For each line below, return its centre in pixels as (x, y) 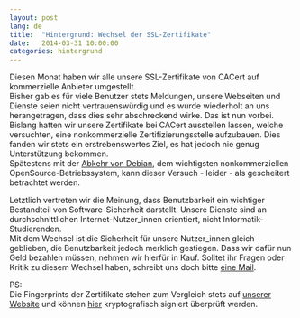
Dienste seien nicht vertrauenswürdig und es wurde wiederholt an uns (140, 106)
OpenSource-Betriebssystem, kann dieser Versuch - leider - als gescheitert (150, 173)
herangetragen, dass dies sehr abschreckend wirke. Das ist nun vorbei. (142, 116)
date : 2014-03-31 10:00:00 (64, 43)
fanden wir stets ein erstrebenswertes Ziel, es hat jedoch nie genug (134, 145)
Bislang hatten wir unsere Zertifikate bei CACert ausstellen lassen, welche (146, 125)
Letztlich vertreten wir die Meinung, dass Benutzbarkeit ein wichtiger (137, 201)
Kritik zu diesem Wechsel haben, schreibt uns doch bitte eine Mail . (133, 267)
